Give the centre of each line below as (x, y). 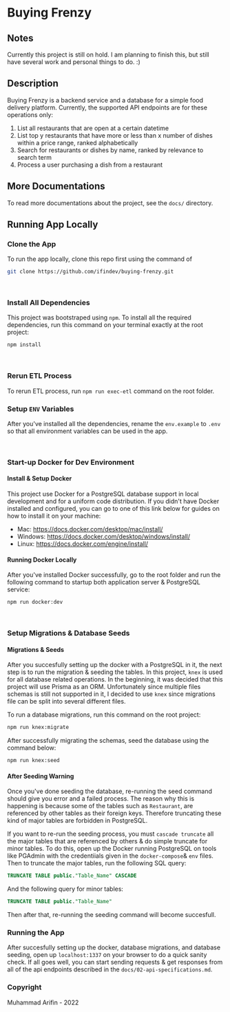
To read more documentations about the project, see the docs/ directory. (110, 203)
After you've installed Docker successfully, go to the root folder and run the (114, 575)
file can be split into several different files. (66, 702)
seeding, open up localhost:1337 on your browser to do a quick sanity (107, 955)
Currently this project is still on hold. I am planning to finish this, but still (108, 54)
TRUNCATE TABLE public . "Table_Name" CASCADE (72, 876)
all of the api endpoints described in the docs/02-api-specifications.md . (110, 969)
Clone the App (32, 244)
